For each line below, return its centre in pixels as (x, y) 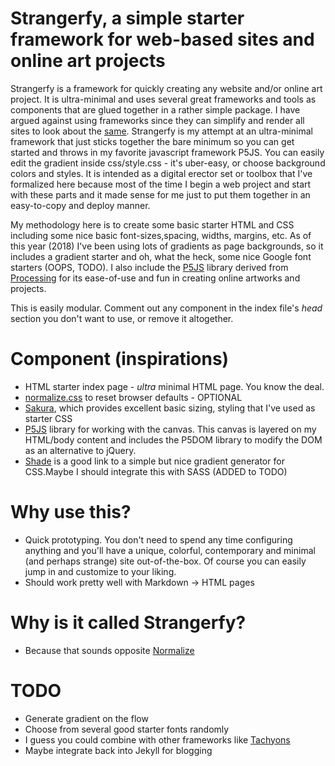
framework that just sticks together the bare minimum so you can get (152, 141)
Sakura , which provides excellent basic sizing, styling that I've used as (170, 408)
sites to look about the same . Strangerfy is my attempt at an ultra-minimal (162, 131)
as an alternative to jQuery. (80, 450)
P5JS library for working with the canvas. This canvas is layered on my (170, 429)
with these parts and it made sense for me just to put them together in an (160, 194)
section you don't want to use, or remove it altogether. (122, 318)
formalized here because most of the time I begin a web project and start (161, 184)
